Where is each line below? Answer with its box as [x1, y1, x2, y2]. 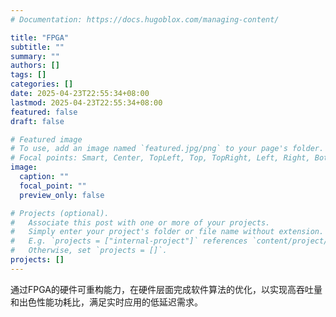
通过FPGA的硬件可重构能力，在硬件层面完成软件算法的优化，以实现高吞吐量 [10, 283, 323, 295]
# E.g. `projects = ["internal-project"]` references [10, 236, 248, 246]
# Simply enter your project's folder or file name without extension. [10, 227, 325, 237]
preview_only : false [19, 190, 105, 200]
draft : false [10, 116, 65, 126]
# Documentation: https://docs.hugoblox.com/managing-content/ [10, 14, 280, 25]
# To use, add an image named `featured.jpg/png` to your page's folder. [10, 144, 325, 154]
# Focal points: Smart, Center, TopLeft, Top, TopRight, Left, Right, [10, 153, 311, 163]
